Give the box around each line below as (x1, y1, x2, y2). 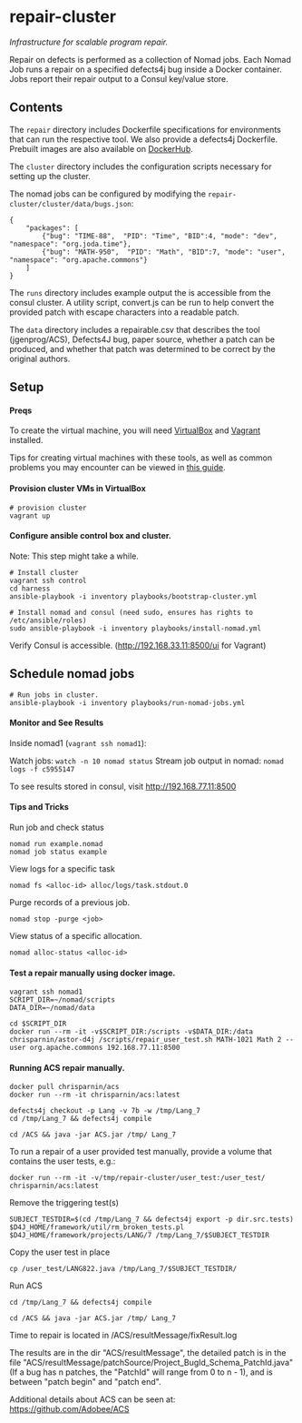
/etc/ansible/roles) (9, 616, 88, 625)
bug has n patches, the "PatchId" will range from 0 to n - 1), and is (25, 1367, 274, 1378)
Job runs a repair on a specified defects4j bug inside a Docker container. (9, 64, 283, 75)
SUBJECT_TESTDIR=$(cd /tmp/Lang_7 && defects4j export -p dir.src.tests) (9, 1215, 295, 1225)
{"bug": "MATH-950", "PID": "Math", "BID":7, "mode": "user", (42, 247, 286, 257)
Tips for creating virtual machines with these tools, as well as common (9, 452, 273, 463)
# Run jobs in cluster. (9, 690, 100, 700)
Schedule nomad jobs (9, 666, 135, 681)
